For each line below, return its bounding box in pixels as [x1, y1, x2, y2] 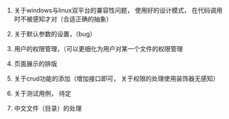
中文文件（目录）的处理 [13, 104, 82, 112]
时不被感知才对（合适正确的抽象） [13, 15, 113, 23]
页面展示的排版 [13, 59, 57, 68]
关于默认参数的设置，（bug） [13, 30, 97, 38]
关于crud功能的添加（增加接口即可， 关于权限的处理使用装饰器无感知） [13, 74, 219, 83]
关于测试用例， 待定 [13, 90, 71, 97]
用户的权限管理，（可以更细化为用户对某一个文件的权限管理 [13, 45, 183, 52]
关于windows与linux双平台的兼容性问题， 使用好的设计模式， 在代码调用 [13, 6, 223, 14]
